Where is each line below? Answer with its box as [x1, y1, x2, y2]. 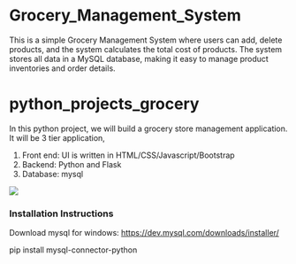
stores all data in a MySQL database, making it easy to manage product [9, 53, 269, 64]
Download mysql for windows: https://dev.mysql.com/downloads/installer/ [9, 228, 280, 238]
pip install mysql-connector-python [9, 245, 138, 255]
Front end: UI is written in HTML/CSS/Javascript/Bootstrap [21, 150, 236, 160]
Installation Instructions [9, 207, 114, 220]
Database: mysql [21, 168, 84, 179]
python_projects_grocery [9, 94, 200, 114]
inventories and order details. [9, 63, 117, 74]
